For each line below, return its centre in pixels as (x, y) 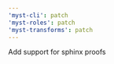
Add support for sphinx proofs (57, 52)
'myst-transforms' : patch (50, 30)
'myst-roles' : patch (42, 23)
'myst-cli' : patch (38, 15)
